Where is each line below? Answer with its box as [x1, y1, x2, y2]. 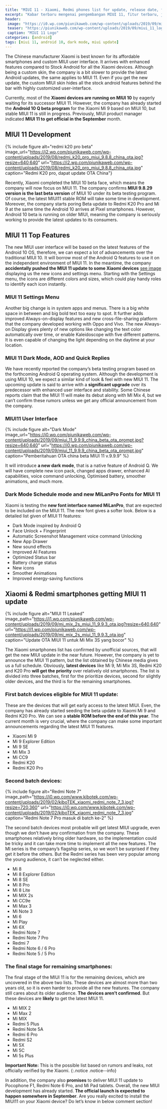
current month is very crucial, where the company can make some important [5, 718, 162, 724]
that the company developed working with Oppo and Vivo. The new [5, 321, 144, 327]
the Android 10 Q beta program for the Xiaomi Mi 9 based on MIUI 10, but [5, 105, 156, 111]
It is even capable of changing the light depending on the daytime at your [5, 336, 156, 342]
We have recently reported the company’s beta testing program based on [5, 365, 156, 371]
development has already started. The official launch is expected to [5, 1088, 145, 1094]
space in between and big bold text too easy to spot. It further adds [5, 310, 143, 316]
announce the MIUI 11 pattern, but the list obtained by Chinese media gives [5, 658, 158, 664]
